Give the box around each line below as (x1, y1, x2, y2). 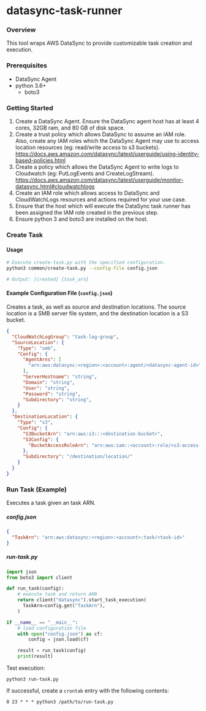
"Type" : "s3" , (17, 420, 53, 426)
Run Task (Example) (6, 485, 67, 494)
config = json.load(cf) (28, 636, 89, 643)
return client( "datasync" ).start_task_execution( (17, 597, 147, 603)
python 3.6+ (15, 82, 47, 89)
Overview (6, 26, 36, 34)
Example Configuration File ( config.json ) (6, 290, 113, 297)
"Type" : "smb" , (17, 345, 56, 352)
